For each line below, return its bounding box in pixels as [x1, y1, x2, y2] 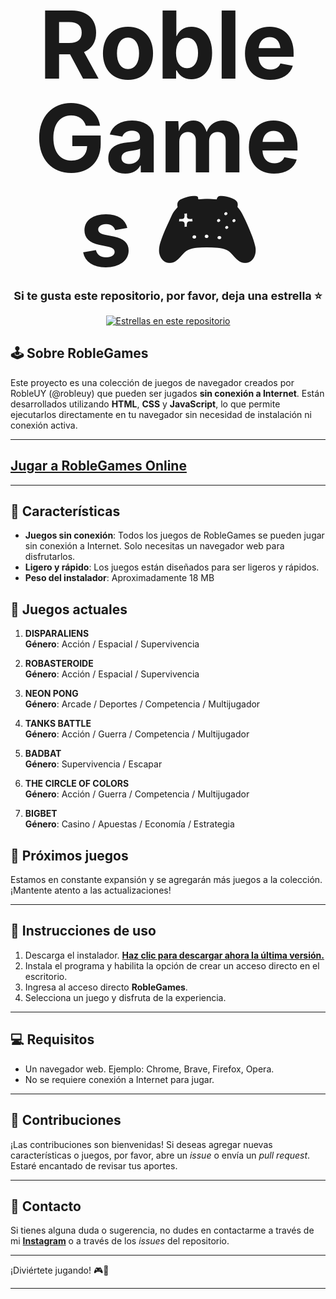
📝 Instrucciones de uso [10, 923, 157, 940]
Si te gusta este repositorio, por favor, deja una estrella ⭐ [13, 289, 323, 303]
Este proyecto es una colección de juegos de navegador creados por [10, 376, 295, 388]
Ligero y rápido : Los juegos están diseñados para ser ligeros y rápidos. [24, 561, 320, 573]
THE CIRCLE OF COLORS [24, 778, 130, 790]
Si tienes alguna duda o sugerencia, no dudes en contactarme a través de [10, 1224, 315, 1237]
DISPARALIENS [24, 628, 90, 640]
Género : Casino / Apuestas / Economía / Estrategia [24, 818, 235, 830]
